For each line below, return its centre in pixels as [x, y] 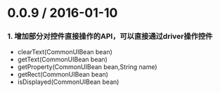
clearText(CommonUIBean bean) [65, 52]
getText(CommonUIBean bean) [62, 60]
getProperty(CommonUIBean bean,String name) [87, 67]
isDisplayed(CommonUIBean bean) [68, 82]
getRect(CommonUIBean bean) [63, 75]
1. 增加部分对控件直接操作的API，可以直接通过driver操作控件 [110, 37]
